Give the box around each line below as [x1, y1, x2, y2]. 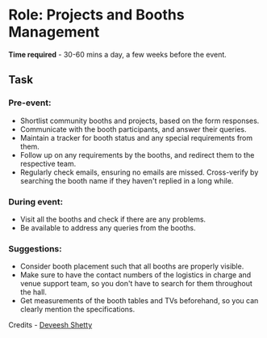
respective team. [19, 158, 77, 168]
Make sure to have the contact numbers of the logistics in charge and [19, 270, 252, 280]
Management [8, 23, 100, 41]
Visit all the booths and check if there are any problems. [19, 214, 207, 224]
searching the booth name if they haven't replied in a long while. [19, 175, 234, 185]
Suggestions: [8, 243, 62, 254]
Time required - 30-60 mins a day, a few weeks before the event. [8, 49, 227, 59]
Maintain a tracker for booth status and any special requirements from [19, 133, 253, 142]
